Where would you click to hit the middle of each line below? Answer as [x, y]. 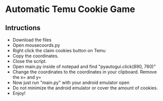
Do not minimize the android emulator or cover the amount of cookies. [85, 88]
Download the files [32, 40]
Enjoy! [19, 93]
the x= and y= [27, 77]
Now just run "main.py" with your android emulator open [71, 82]
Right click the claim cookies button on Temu [59, 51]
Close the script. [29, 61]
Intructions [23, 28]
